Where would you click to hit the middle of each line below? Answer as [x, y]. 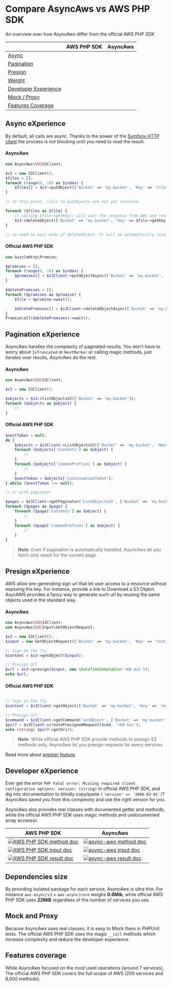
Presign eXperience [38, 571]
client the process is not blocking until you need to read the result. [75, 141]
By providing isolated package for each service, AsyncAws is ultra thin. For [84, 889]
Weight [16, 80]
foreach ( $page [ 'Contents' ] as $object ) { [60, 511]
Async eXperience [36, 124]
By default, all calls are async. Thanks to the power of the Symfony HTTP [82, 136]
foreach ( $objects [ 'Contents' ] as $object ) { [64, 450]
